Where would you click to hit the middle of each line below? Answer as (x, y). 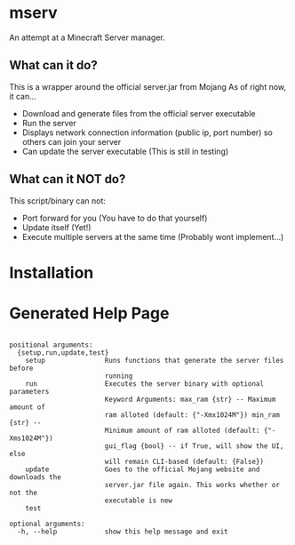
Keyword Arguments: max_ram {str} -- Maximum (190, 399)
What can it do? (53, 65)
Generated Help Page (89, 313)
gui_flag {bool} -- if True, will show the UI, (194, 446)
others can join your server (72, 141)
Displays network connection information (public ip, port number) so (147, 132)
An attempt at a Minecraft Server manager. (88, 37)
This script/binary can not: (58, 200)
